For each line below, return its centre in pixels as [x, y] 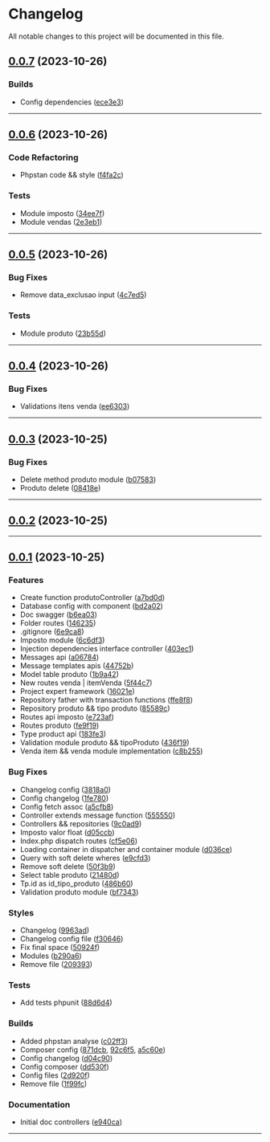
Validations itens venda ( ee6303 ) [75, 406]
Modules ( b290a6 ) [51, 956]
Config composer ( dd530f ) [65, 1067]
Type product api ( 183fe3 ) [63, 734]
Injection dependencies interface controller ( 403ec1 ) [107, 649]
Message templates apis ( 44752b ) [77, 666]
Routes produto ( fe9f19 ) [59, 726]
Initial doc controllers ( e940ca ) [71, 1122]
